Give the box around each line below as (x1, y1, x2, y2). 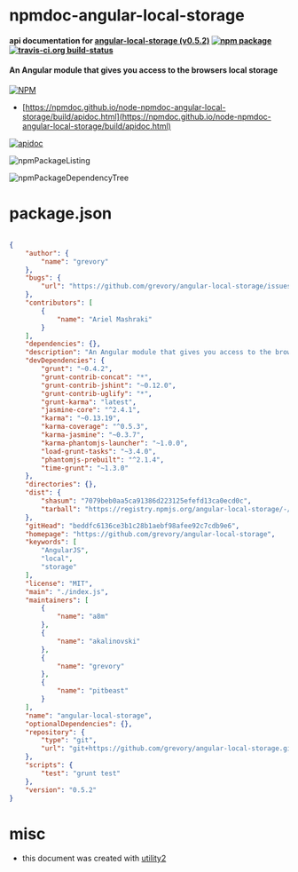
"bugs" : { (25, 273, 62, 282)
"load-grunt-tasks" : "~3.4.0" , (41, 447, 157, 456)
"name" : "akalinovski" (56, 637, 141, 646)
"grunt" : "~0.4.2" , (41, 365, 114, 374)
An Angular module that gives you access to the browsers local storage (9, 65, 278, 75)
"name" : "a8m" (56, 612, 109, 622)
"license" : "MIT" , (25, 579, 93, 588)
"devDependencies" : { (25, 356, 105, 365)
